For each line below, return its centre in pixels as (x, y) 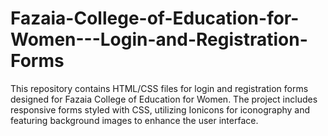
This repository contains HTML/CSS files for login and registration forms (159, 88)
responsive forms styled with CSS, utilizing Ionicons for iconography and (160, 109)
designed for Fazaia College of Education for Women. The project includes (164, 99)
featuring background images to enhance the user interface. (134, 120)
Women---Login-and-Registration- (159, 39)
